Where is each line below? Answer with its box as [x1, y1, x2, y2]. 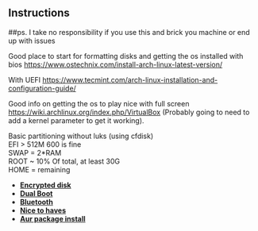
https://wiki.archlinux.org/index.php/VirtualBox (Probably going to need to [8, 107, 250, 117]
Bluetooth [19, 197, 53, 206]
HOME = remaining [8, 164, 71, 174]
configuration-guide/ [8, 83, 77, 93]
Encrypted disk [19, 180, 71, 190]
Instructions [8, 6, 70, 20]
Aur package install [19, 214, 86, 223]
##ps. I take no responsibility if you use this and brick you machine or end [8, 27, 250, 37]
